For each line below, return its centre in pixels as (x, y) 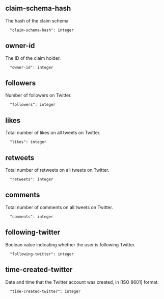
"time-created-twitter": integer (45, 291)
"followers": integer (33, 105)
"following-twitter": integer (42, 254)
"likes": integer (28, 142)
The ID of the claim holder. (33, 58)
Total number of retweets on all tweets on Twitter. (57, 170)
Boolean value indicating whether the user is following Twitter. (71, 244)
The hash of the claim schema (37, 20)
